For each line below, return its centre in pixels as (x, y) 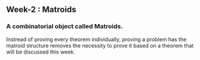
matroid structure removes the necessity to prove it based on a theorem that (100, 45)
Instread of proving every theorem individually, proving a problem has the (96, 39)
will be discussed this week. (41, 52)
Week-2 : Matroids (41, 10)
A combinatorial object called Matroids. (65, 26)
